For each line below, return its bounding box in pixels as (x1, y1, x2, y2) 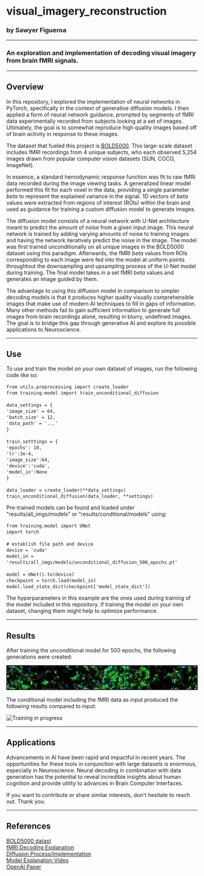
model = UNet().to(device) (6, 572, 75, 578)
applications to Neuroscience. (6, 326, 81, 333)
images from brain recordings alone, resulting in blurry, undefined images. (6, 313, 192, 320)
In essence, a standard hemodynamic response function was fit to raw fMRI (6, 173, 196, 180)
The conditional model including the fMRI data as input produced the (6, 696, 178, 703)
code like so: (6, 372, 38, 379)
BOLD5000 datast (6, 837, 52, 844)
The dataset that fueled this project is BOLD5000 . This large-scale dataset (6, 142, 192, 149)
